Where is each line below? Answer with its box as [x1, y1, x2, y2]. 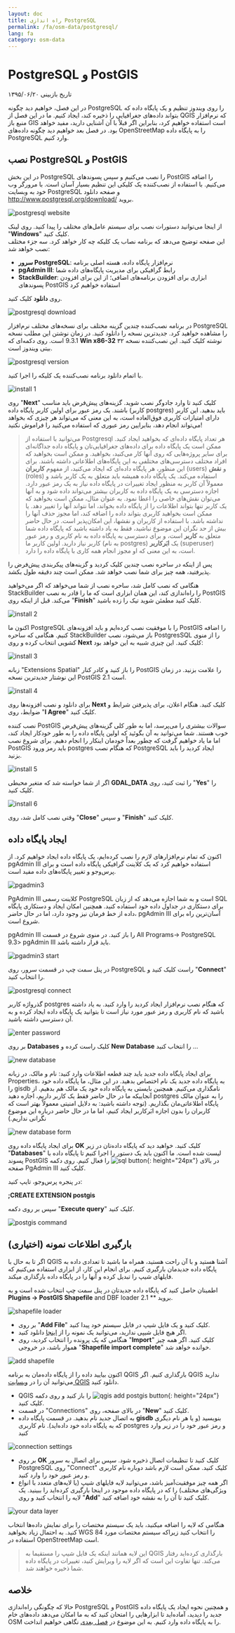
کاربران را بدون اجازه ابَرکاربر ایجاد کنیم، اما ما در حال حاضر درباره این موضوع [8, 1106, 211, 1115]
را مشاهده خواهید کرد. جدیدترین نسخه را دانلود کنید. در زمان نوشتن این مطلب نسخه [8, 328, 227, 337]
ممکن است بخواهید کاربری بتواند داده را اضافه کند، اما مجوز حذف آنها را [25, 509, 213, 517]
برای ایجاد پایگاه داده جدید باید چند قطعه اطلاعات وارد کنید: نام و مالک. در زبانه [8, 1069, 211, 1078]
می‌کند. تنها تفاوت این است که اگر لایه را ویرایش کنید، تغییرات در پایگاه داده [25, 1556, 220, 1565]
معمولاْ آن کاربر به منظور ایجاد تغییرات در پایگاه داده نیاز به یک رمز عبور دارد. [25, 479, 224, 487]
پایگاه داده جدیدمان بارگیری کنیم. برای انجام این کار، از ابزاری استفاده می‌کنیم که [8, 1265, 217, 1273]
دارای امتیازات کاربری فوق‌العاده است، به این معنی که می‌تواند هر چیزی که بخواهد [8, 413, 220, 422]
